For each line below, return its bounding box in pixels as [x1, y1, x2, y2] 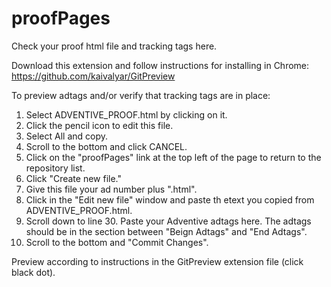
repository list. [25, 162, 86, 174]
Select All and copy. [25, 130, 109, 142]
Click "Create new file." [25, 172, 123, 184]
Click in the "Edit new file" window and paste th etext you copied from [25, 193, 315, 206]
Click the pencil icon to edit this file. [25, 119, 174, 131]
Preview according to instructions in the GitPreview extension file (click [11, 255, 304, 267]
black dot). [11, 266, 56, 278]
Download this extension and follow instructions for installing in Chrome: [11, 59, 310, 71]
